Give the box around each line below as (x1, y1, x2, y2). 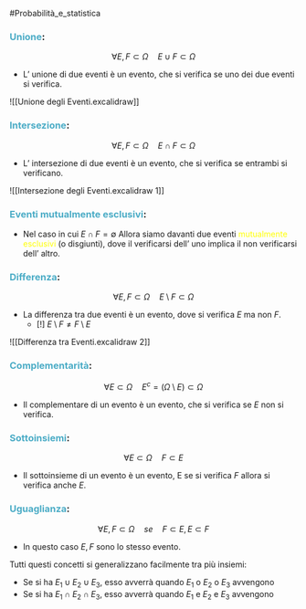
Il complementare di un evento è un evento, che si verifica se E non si (22, 399, 285, 410)
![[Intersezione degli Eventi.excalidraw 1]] (9, 184, 164, 195)
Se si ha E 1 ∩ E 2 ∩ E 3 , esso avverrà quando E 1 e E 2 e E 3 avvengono (22, 588, 274, 602)
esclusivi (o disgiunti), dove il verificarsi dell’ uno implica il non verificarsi (22, 237, 298, 249)
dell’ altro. (22, 247, 61, 258)
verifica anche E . (22, 479, 87, 491)
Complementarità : (9, 360, 93, 373)
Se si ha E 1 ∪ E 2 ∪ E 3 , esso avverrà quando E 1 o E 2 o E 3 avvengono (22, 576, 275, 590)
